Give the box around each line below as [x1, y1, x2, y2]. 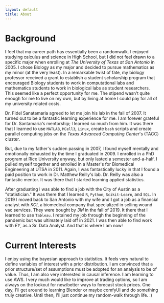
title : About [5, 12, 32, 17]
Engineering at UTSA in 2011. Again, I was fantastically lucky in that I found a [5, 167, 160, 173]
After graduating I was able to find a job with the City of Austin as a [5, 186, 141, 192]
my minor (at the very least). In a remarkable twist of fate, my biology [5, 69, 144, 76]
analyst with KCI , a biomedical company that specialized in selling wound [5, 202, 153, 208]
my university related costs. [5, 101, 61, 107]
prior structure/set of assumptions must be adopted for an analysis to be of [5, 266, 157, 272]
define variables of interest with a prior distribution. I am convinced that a [5, 261, 153, 267]
